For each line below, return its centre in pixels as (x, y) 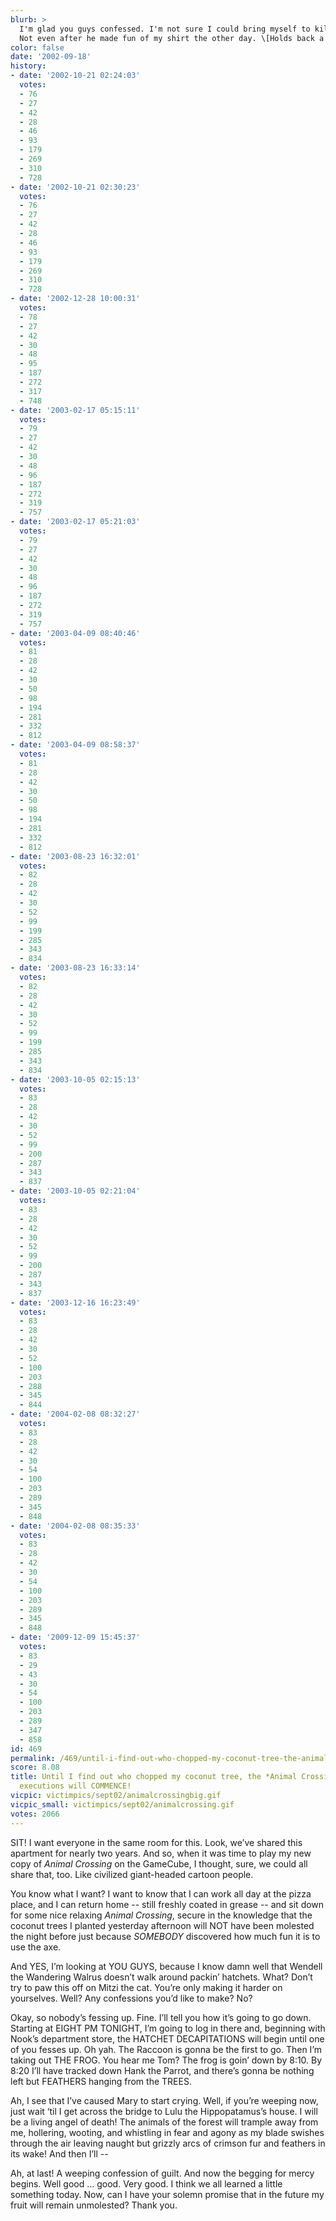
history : (28, 66)
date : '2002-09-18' (51, 57)
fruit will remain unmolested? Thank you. (94, 2205)
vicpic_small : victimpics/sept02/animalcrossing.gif (122, 1804)
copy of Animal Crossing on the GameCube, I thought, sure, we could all (159, 1863)
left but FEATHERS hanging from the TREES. (101, 2081)
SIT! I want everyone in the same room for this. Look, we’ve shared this (156, 1842)
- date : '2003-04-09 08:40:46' (75, 633)
